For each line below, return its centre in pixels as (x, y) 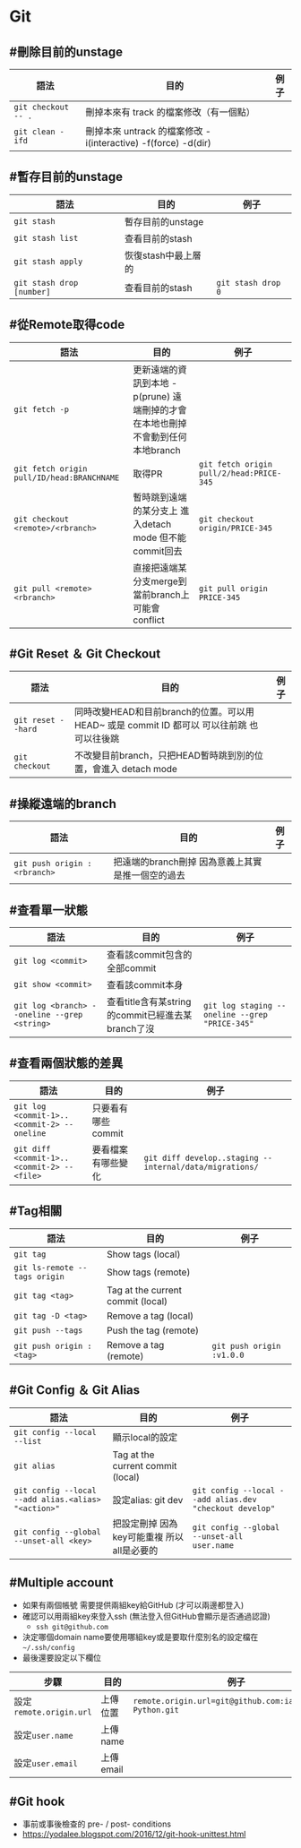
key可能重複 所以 (148, 1536)
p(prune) (152, 396)
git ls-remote (44, 1268)
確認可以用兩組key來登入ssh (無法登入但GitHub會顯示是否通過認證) (146, 1616)
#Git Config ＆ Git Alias (75, 1390)
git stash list (46, 238)
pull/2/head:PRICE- (240, 473)
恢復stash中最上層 (163, 255)
